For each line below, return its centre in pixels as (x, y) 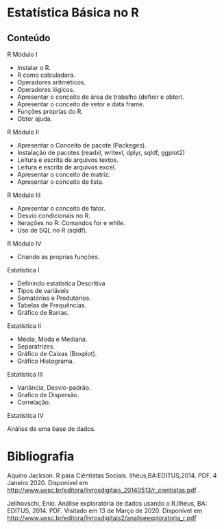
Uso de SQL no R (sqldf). (52, 230)
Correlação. (34, 402)
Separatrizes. (36, 346)
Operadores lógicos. (46, 90)
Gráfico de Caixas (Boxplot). (57, 354)
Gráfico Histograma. (46, 361)
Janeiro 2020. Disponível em (48, 482)
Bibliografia (41, 457)
